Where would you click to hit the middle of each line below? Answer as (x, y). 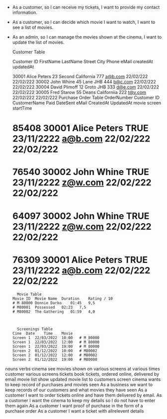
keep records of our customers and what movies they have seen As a (76, 390)
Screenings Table (35, 329)
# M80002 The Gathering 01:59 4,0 (54, 312)
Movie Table (29, 294)
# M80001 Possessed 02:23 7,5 (49, 307)
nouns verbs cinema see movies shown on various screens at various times (83, 369)
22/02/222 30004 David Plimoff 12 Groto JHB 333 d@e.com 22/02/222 (85, 87)
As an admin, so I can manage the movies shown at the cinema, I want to (87, 37)
